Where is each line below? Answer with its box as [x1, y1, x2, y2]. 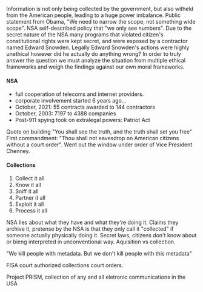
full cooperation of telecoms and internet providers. [15, 90, 144, 98]
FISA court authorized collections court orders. [6, 262, 124, 269]
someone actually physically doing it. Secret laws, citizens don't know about [6, 232, 197, 239]
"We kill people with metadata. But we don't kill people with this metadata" [6, 250, 192, 257]
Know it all [15, 182, 41, 189]
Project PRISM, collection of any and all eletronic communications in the [6, 273, 186, 281]
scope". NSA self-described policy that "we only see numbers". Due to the [6, 24, 192, 32]
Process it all [15, 207, 47, 214]
